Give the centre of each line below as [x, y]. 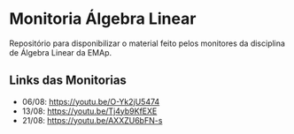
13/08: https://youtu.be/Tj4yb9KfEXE [89, 111]
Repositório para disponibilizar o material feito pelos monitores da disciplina [147, 43]
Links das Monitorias [68, 81]
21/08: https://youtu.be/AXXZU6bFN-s [92, 120]
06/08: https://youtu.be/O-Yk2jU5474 [91, 101]
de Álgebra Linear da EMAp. [61, 52]
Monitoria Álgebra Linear [103, 19]
